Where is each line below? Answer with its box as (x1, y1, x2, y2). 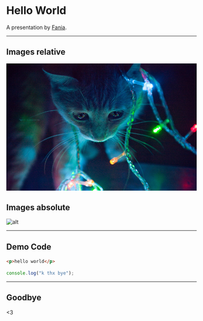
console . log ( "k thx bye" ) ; (6, 270, 74, 276)
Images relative (6, 47, 66, 58)
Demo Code (6, 242, 51, 252)
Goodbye (6, 293, 42, 303)
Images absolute (6, 202, 71, 213)
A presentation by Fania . (6, 24, 67, 31)
